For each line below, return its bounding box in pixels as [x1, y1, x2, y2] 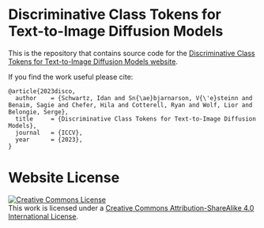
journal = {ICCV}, [15, 129, 83, 136]
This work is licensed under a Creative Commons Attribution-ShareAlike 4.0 [8, 203, 255, 212]
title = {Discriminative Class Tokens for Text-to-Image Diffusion [15, 114, 257, 123]
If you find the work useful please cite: [8, 72, 134, 81]
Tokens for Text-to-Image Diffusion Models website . [8, 57, 178, 66]
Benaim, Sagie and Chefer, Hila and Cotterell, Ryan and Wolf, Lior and [8, 101, 253, 109]
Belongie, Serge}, [8, 108, 69, 116]
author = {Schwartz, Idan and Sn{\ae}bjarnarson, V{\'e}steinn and [15, 94, 253, 102]
